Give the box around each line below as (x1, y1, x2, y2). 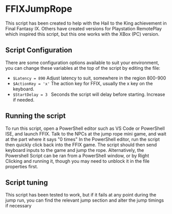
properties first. (5, 163, 39, 169)
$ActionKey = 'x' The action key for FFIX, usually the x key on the (12, 80, 153, 86)
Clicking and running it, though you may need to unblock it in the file (5, 158, 150, 164)
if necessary (5, 203, 32, 209)
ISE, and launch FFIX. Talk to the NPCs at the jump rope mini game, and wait (5, 130, 167, 137)
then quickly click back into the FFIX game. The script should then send (5, 142, 157, 148)
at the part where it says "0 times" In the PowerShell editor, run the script (5, 136, 160, 142)
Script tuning (5, 178, 48, 187)
